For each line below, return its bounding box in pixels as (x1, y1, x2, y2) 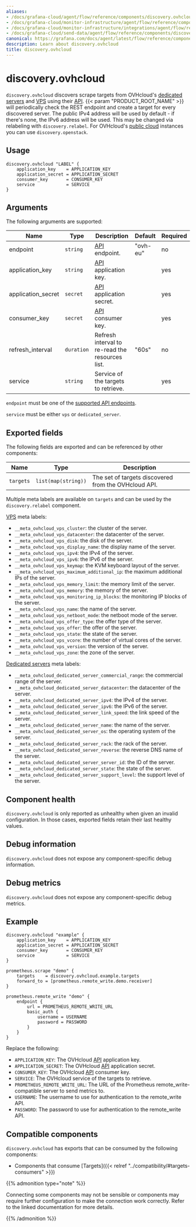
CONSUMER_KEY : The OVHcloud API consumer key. (14, 1069, 131, 1076)
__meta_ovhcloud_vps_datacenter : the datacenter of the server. (14, 531, 165, 538)
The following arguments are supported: (6, 218, 103, 225)
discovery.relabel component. (6, 502, 81, 509)
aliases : (6, 8, 27, 15)
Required (161, 232, 187, 240)
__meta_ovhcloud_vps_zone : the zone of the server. (14, 649, 135, 656)
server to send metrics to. (43, 1087, 105, 1095)
